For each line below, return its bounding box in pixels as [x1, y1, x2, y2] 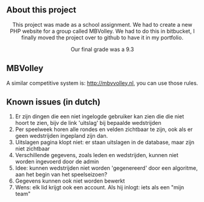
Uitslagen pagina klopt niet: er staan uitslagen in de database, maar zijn [15, 139, 195, 146]
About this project [6, 5, 77, 15]
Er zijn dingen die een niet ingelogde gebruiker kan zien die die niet [15, 113, 185, 120]
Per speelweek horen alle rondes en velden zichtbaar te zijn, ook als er [15, 126, 193, 133]
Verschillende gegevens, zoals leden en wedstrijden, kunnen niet [15, 152, 178, 159]
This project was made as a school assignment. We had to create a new [12, 21, 193, 28]
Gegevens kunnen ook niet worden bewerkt [15, 177, 125, 184]
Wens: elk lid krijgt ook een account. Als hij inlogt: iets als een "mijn [15, 184, 185, 191]
